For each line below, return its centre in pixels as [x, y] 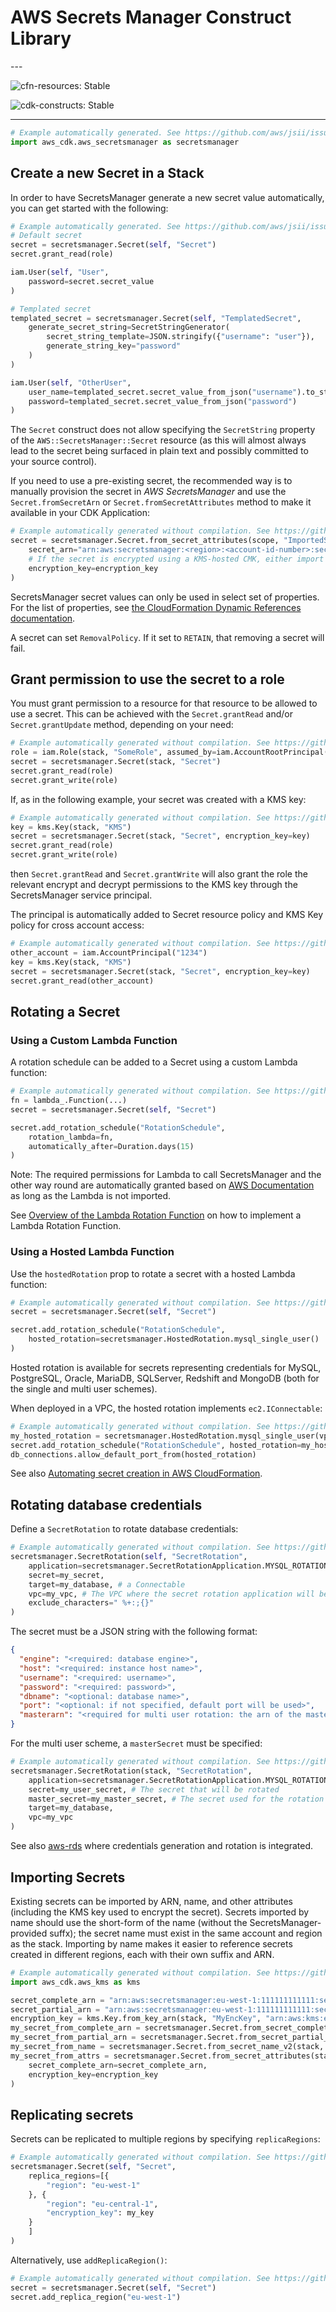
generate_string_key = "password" [114, 346]
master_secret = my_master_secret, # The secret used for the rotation [176, 1799]
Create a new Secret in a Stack [107, 173]
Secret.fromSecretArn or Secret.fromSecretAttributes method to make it [161, 502]
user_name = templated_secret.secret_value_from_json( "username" [163, 392]
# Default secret [46, 236]
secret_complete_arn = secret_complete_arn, [118, 2065]
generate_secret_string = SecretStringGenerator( [129, 327]
